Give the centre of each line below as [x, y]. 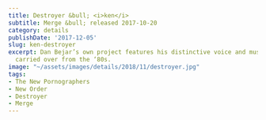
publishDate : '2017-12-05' [53, 37]
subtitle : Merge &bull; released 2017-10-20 [83, 23]
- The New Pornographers [49, 81]
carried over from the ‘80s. [63, 60]
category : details [38, 30]
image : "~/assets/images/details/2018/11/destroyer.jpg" [104, 67]
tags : [17, 74]
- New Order [28, 89]
